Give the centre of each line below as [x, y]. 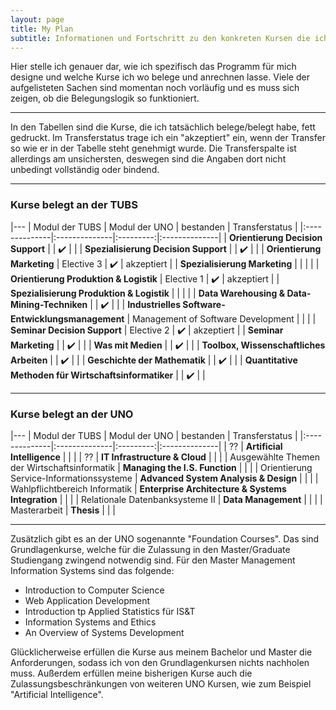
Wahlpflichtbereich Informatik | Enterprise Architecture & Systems [148, 488]
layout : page [37, 19]
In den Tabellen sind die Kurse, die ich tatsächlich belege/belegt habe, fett [163, 127]
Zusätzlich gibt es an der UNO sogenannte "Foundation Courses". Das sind [165, 538]
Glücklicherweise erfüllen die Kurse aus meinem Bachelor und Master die [161, 652]
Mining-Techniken [49, 304]
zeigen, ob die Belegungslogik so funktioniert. [105, 98]
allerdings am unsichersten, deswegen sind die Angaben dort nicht [148, 159]
